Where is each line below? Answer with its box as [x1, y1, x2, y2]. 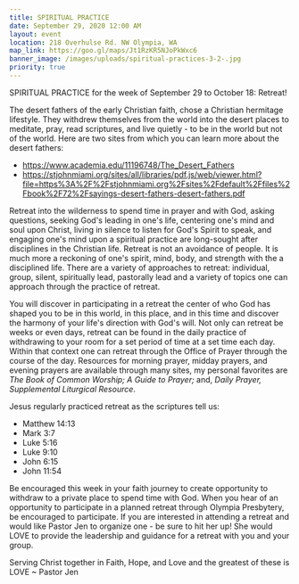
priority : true [9, 63, 66, 72]
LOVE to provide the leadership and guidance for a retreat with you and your [9, 530, 290, 540]
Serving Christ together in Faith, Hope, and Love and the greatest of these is [9, 556, 290, 567]
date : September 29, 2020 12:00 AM [9, 21, 142, 30]
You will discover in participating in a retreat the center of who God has [9, 298, 270, 308]
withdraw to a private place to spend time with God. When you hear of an [9, 492, 278, 503]
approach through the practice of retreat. [9, 281, 161, 292]
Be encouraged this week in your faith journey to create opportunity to [9, 482, 269, 493]
